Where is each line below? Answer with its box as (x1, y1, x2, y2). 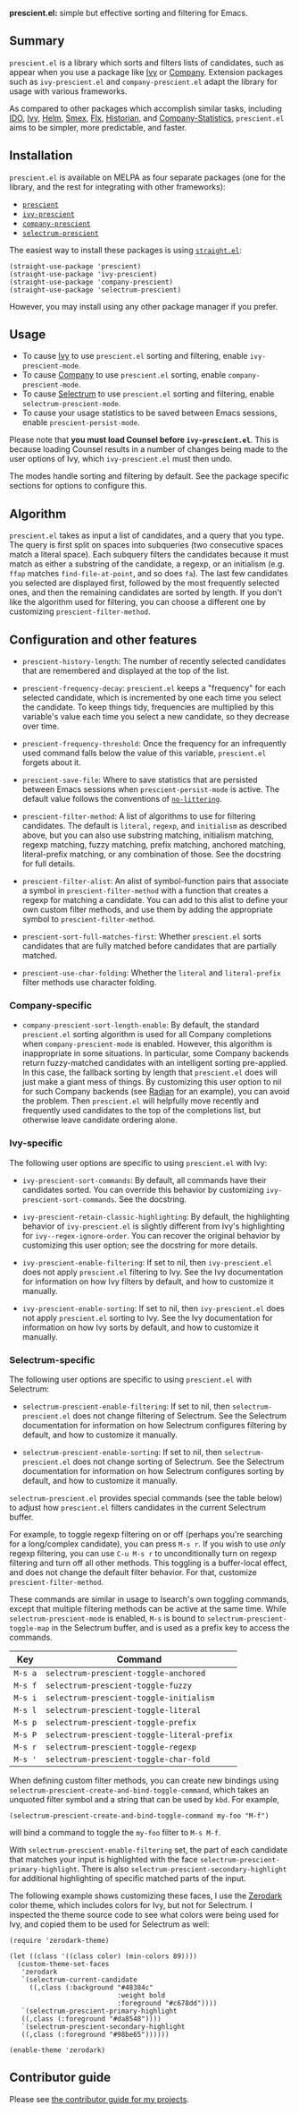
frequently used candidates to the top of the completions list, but (21, 1105, 262, 1116)
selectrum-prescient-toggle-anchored (45, 1668, 206, 1678)
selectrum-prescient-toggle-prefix (45, 1717, 196, 1727)
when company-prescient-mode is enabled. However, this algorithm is (21, 1038, 273, 1050)
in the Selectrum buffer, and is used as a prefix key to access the (51, 1622, 290, 1632)
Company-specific (9, 999, 92, 1011)
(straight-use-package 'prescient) (9, 261, 142, 271)
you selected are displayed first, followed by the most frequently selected (9, 577, 279, 589)
